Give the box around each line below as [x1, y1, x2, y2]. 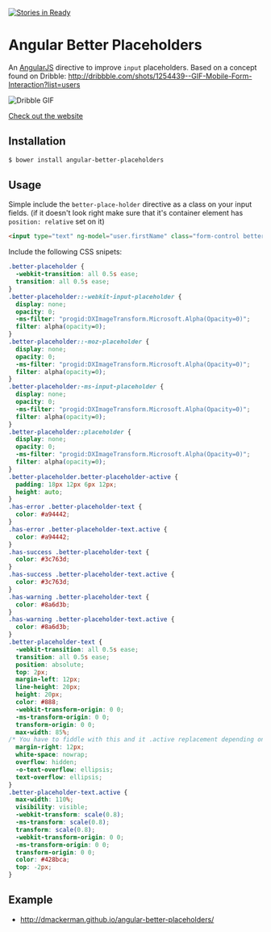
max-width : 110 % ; [15, 796, 74, 804]
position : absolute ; [15, 661, 85, 669]
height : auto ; [15, 488, 63, 496]
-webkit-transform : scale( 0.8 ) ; [15, 811, 125, 819]
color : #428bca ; [15, 856, 70, 864]
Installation [8, 134, 66, 149]
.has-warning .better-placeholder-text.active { [8, 615, 175, 623]
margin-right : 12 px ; [15, 743, 85, 751]
